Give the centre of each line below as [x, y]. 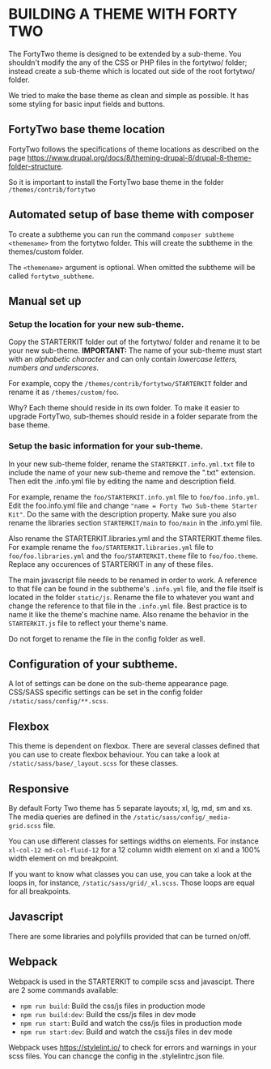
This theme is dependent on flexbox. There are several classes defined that [134, 746]
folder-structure [35, 166]
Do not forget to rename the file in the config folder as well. [107, 638]
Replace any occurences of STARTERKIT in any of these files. [111, 564]
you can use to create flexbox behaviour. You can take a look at [114, 754]
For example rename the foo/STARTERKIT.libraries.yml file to [111, 547]
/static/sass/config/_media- [182, 817]
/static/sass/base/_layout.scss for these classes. [93, 763]
